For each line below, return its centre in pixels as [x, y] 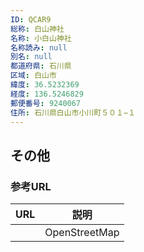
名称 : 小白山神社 [41, 38]
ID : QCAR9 [31, 19]
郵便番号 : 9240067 [46, 103]
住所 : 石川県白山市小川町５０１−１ [73, 112]
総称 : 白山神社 [37, 29]
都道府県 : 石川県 [41, 66]
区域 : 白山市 [33, 76]
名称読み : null [39, 47]
